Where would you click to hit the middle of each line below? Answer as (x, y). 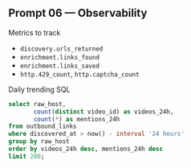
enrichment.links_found (60, 57)
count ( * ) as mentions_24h (77, 119)
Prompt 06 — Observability (78, 13)
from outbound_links (43, 127)
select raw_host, (37, 104)
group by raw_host (39, 141)
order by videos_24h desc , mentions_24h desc (85, 149)
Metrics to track (35, 32)
